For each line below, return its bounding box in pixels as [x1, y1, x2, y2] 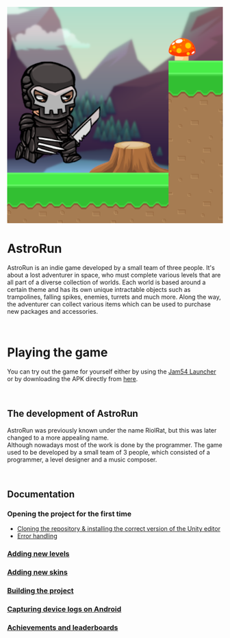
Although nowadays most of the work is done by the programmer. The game [7, 440, 222, 449]
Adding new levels [7, 549, 70, 559]
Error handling [16, 532, 57, 540]
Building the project [7, 586, 74, 595]
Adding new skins [7, 567, 68, 577]
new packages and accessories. [7, 307, 98, 315]
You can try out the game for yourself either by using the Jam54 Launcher [7, 367, 217, 376]
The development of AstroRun [7, 408, 138, 420]
